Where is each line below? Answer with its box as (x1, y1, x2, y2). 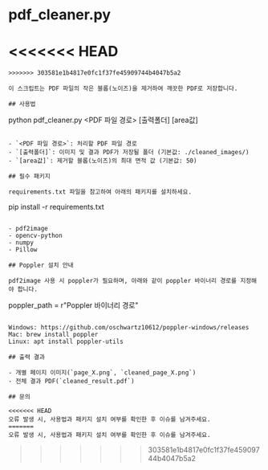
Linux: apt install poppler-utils (8, 337, 124, 346)
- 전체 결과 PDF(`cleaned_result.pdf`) (8, 378, 135, 386)
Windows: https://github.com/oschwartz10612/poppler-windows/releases (8, 324, 250, 332)
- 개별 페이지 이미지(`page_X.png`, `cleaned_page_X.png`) (8, 369, 197, 377)
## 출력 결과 (8, 354, 46, 362)
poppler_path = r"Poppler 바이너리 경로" (8, 300, 139, 310)
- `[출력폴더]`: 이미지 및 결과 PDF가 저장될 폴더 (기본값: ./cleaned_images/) (8, 149, 250, 157)
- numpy (8, 239, 35, 247)
